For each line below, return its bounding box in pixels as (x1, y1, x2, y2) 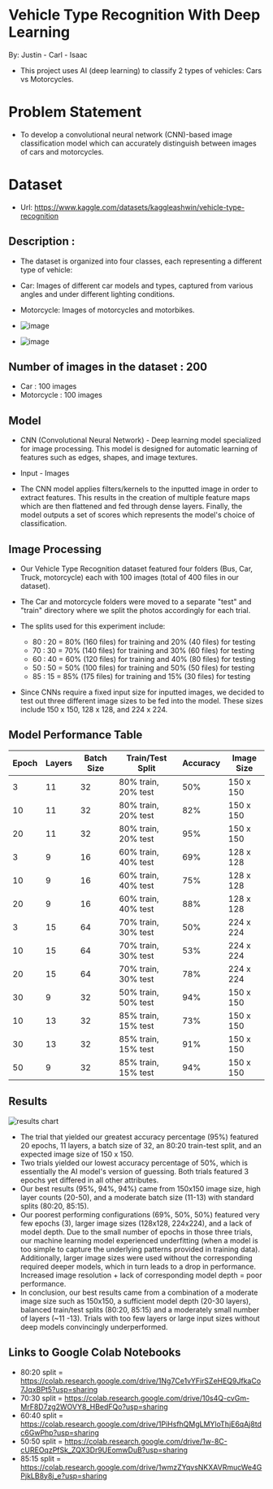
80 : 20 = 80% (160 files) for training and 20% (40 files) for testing (32, 637, 256, 647)
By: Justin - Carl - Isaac (8, 50, 88, 59)
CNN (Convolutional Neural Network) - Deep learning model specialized (19, 435, 262, 445)
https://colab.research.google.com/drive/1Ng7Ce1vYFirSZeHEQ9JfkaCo (19, 1376, 262, 1386)
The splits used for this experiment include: (19, 621, 166, 631)
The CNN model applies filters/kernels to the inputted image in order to (19, 484, 258, 494)
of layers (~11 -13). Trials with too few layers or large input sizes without (19, 1313, 260, 1323)
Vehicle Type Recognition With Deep (8, 6, 261, 24)
